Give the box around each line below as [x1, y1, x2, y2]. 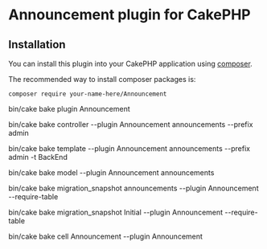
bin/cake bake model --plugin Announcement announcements [8, 168, 215, 178]
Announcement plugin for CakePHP [8, 6, 251, 24]
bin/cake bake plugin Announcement [8, 104, 130, 113]
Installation [8, 38, 66, 51]
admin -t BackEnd [8, 153, 68, 161]
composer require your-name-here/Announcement [8, 90, 167, 98]
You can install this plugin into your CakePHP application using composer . [8, 59, 253, 68]
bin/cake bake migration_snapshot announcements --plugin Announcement [8, 183, 259, 193]
